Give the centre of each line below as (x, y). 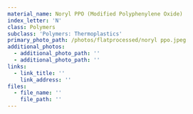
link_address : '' (46, 80)
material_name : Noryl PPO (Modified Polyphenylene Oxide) (95, 14)
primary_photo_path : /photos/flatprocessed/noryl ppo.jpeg (97, 40)
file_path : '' (41, 100)
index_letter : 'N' (35, 21)
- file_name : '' (38, 93)
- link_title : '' (40, 73)
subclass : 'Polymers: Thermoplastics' (65, 34)
